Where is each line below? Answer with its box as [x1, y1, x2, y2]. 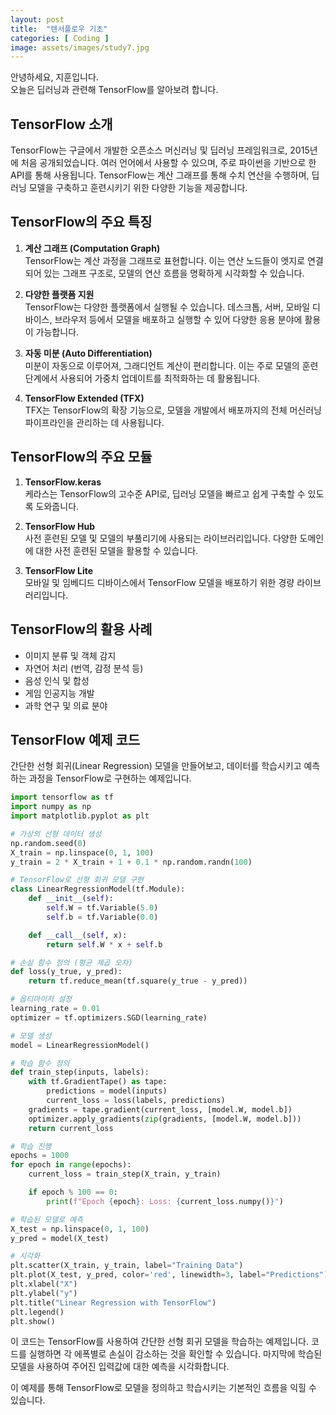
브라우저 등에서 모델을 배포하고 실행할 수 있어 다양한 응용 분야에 [54, 313, 303, 325]
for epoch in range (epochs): [10, 1160, 132, 1170]
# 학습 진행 [10, 1141, 52, 1151]
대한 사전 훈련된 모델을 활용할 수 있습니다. [35, 544, 199, 556]
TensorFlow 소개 [10, 116, 113, 133]
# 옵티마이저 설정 [10, 994, 73, 1005]
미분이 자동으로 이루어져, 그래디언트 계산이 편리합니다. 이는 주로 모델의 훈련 [24, 359, 319, 371]
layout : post [10, 14, 65, 25]
